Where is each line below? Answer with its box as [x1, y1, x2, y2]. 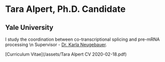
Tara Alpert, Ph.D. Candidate [5, 3, 126, 15]
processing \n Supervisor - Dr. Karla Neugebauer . [5, 42, 107, 48]
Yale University [5, 23, 54, 32]
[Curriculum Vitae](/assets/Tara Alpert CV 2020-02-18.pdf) [5, 51, 127, 57]
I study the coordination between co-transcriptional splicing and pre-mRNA [5, 36, 160, 42]
